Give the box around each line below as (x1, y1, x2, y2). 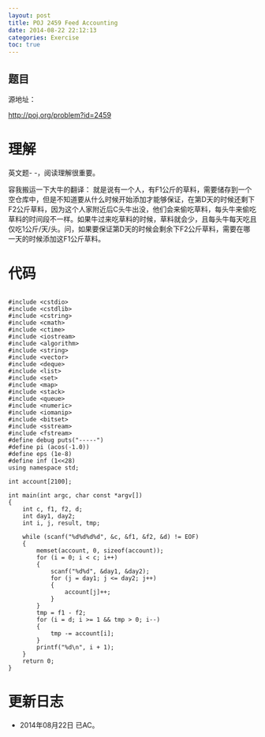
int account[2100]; (8, 477, 73, 485)
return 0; (22, 657, 55, 665)
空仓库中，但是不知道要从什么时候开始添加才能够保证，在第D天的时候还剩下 (8, 194, 256, 204)
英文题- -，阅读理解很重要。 (8, 167, 100, 178)
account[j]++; (64, 588, 111, 596)
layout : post (8, 11, 51, 20)
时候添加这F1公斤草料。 (28, 234, 105, 243)
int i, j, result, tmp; (22, 518, 101, 527)
